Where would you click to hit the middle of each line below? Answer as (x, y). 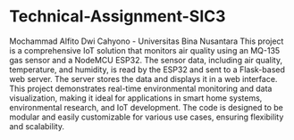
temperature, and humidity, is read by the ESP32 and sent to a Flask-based (147, 70)
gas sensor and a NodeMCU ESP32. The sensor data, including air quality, (146, 60)
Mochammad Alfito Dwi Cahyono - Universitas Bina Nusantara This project (147, 41)
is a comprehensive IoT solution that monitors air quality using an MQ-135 (145, 50)
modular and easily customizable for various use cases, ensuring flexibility (147, 117)
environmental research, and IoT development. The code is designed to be (147, 107)
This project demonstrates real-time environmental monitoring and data (141, 88)
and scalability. (37, 126)
